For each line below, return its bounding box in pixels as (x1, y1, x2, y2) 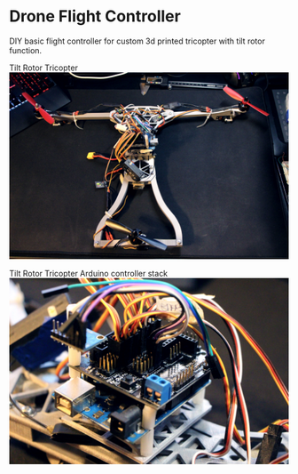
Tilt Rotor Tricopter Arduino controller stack (9, 268, 169, 278)
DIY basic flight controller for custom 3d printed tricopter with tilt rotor (9, 36, 266, 46)
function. (9, 44, 43, 55)
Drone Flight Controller (9, 6, 182, 27)
